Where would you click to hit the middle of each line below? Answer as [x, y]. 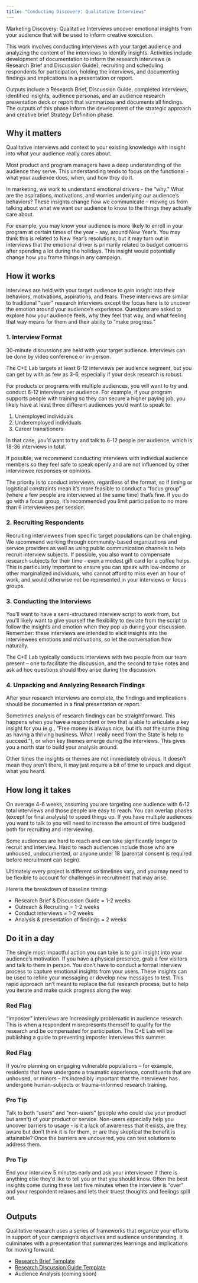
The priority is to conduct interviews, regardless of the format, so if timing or [99, 482]
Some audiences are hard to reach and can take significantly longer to [92, 841]
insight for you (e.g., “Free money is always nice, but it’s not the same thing [98, 728]
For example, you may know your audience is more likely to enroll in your [95, 226]
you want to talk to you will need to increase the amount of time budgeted [96, 823]
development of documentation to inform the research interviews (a [89, 59]
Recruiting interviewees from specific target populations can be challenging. [99, 535]
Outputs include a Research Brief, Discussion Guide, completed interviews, [97, 89]
